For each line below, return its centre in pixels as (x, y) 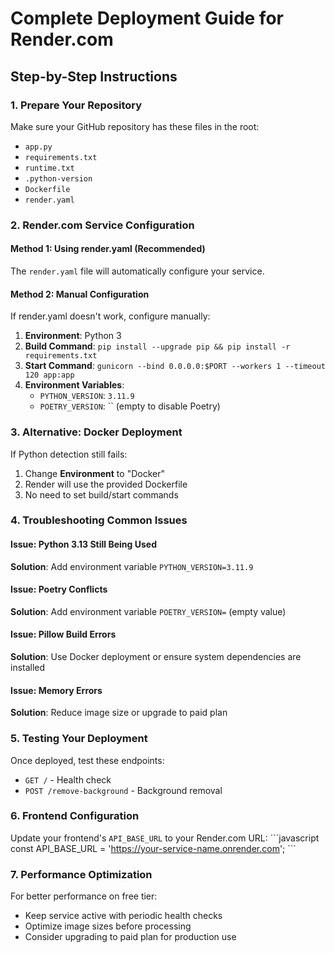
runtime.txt (49, 168)
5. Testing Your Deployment (79, 739)
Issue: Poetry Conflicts (59, 589)
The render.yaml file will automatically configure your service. (137, 271)
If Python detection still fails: (69, 454)
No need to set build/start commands (101, 494)
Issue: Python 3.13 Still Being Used (83, 544)
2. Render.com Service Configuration (102, 225)
